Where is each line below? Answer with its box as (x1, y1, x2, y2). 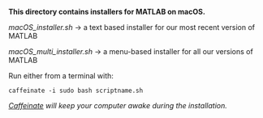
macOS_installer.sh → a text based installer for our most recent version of (8, 23, 256, 32)
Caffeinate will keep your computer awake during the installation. (8, 101, 227, 110)
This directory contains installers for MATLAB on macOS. (8, 7, 205, 16)
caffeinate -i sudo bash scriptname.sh (8, 86, 144, 95)
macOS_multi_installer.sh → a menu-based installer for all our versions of (8, 47, 253, 56)
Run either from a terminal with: (8, 71, 114, 80)
